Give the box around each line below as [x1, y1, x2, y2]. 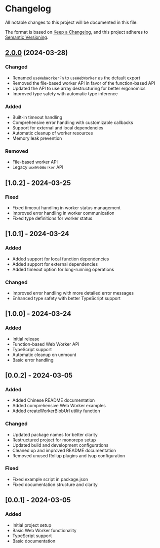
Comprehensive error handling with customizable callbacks [12, 120, 133, 125]
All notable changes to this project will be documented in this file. [5, 19, 138, 25]
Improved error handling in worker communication [12, 210, 115, 216]
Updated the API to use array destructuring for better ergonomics [12, 85, 146, 91]
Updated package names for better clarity [12, 431, 98, 437]
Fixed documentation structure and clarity [12, 482, 98, 487]
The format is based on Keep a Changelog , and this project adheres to [5, 29, 148, 35]
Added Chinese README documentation [12, 397, 95, 403]
